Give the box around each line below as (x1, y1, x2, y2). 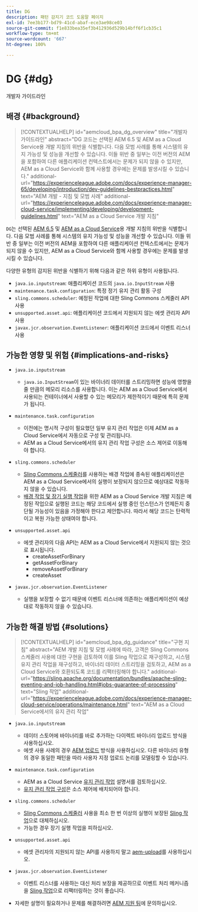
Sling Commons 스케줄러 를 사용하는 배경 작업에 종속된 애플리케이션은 (23, 471, 185, 478)
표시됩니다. (29, 546, 55, 553)
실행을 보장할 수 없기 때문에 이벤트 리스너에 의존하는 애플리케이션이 (23, 595, 178, 602)
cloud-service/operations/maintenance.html (20, 701, 128, 708)
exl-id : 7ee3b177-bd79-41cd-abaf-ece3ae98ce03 (6, 19, 123, 25)
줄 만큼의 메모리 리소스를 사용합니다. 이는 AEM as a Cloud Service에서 (23, 386, 187, 393)
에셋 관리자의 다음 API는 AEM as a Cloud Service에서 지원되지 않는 (23, 539, 180, 546)
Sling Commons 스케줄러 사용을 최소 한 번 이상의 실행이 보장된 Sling (23, 810, 183, 817)
